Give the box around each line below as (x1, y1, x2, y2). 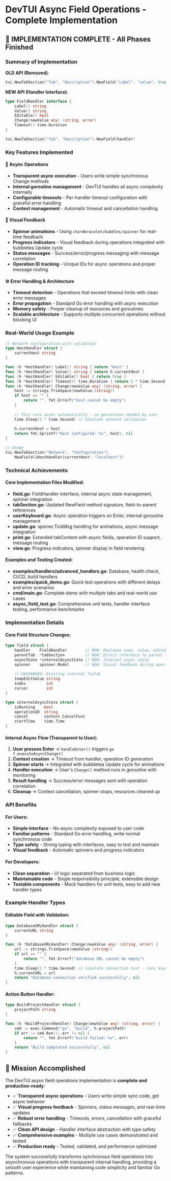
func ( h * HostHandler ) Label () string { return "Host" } (5, 365, 129, 370)
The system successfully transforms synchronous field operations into (5, 1153, 154, 1160)
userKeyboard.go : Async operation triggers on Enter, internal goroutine (12, 512, 164, 519)
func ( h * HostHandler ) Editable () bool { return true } (5, 374, 126, 379)
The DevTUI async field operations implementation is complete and (5, 1077, 148, 1083)
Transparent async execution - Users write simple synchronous (12, 172, 149, 179)
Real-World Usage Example (5, 329, 75, 337)
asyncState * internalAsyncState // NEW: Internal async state (14, 657, 149, 662)
